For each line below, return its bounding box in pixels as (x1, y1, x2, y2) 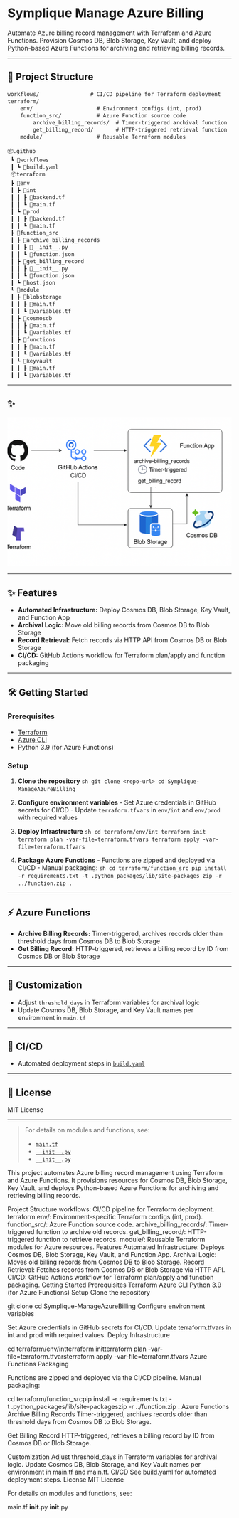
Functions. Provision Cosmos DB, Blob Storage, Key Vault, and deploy (7, 36, 212, 44)
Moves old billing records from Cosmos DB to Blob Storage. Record (7, 1258, 205, 1267)
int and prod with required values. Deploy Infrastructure (7, 1331, 171, 1339)
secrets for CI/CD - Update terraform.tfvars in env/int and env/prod (17, 806, 221, 814)
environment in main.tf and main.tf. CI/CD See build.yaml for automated (7, 1467, 216, 1477)
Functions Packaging (7, 1360, 69, 1369)
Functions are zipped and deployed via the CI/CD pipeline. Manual (7, 1374, 201, 1382)
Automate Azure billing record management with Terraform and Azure (7, 28, 212, 37)
